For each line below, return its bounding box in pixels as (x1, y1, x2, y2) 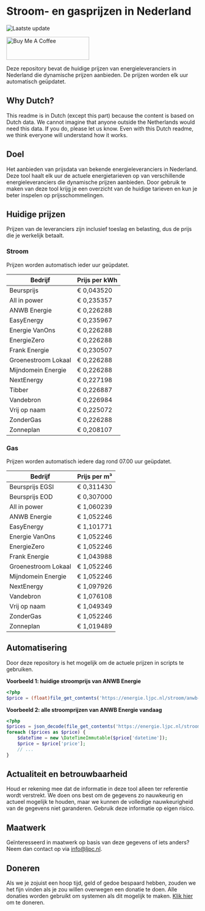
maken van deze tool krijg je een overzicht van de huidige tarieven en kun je (6, 185, 198, 192)
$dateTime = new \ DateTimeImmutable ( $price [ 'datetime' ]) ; (17, 735, 168, 741)
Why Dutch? (6, 96, 55, 106)
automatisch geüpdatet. (6, 78, 66, 85)
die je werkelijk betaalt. (6, 232, 65, 240)
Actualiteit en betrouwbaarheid (6, 769, 128, 779)
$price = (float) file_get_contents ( (6, 695, 99, 701)
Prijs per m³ (77, 472, 113, 480)
